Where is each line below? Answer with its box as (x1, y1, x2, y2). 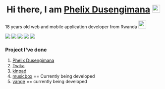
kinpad (12, 68, 27, 74)
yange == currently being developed (12, 79, 88, 85)
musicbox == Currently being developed (12, 73, 95, 79)
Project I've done (5, 46, 47, 53)
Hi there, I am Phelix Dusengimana (6, 4, 150, 15)
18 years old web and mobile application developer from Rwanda (5, 24, 137, 30)
